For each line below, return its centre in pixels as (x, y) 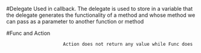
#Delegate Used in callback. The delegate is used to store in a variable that (100, 9)
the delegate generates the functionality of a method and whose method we (101, 15)
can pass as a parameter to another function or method (75, 21)
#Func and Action (28, 33)
